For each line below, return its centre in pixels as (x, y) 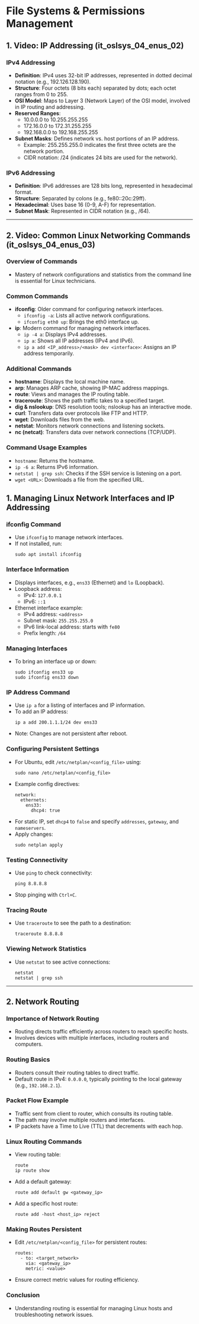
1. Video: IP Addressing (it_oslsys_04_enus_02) (95, 45)
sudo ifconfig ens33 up (44, 672)
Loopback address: (38, 589)
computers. (29, 1044)
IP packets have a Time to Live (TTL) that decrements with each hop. (99, 1126)
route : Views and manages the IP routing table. (72, 394)
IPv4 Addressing (31, 62)
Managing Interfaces (37, 648)
